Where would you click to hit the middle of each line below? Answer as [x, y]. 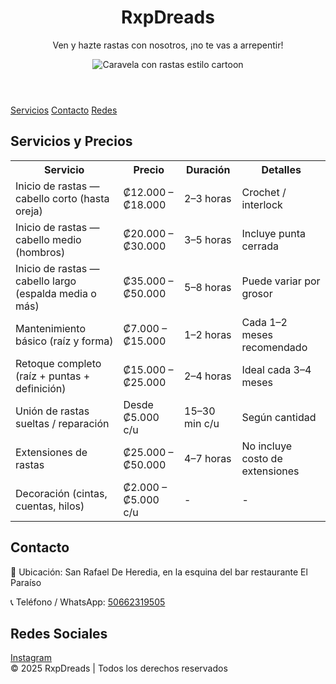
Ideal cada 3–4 [276, 369]
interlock [262, 204]
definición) [41, 388]
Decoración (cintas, [61, 493]
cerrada [260, 246]
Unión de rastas [52, 411]
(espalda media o [56, 293]
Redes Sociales [59, 633]
